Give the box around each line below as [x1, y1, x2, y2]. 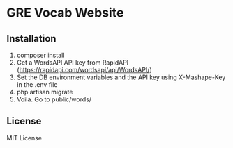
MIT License [6, 133, 43, 142]
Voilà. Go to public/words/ [16, 95, 92, 104]
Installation [6, 33, 57, 44]
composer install [16, 51, 65, 59]
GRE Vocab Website [6, 5, 124, 21]
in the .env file [16, 81, 58, 88]
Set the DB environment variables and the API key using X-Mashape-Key [16, 73, 226, 81]
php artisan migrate [16, 88, 73, 96]
